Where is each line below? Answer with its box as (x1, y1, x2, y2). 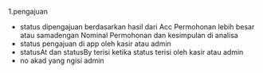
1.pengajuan (8, 7, 48, 16)
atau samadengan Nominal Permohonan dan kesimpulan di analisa (19, 31, 239, 40)
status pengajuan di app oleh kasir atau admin (19, 39, 171, 48)
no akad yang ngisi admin (19, 56, 105, 65)
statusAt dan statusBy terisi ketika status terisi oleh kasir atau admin (19, 48, 244, 56)
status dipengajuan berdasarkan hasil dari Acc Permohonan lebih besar (19, 22, 255, 31)
